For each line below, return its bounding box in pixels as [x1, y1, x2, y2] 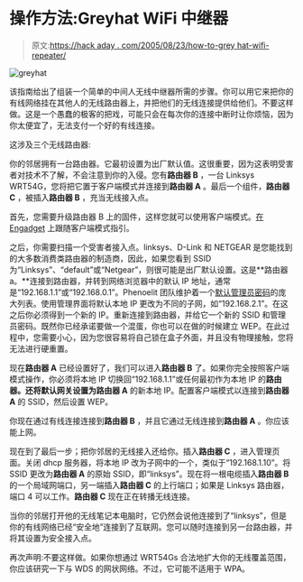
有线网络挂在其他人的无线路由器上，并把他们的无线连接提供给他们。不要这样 [9, 97, 294, 108]
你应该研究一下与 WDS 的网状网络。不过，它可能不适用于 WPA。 [9, 563, 251, 574]
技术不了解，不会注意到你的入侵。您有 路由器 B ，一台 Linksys [24, 169, 255, 180]
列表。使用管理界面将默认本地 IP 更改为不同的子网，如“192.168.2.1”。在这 [16, 298, 289, 309]
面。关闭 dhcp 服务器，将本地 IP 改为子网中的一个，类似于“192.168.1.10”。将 [9, 457, 291, 467]
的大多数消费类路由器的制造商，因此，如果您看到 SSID [9, 253, 212, 263]
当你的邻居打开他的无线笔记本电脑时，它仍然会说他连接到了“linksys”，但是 [9, 510, 287, 521]
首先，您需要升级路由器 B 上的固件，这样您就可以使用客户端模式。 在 [9, 211, 264, 222]
